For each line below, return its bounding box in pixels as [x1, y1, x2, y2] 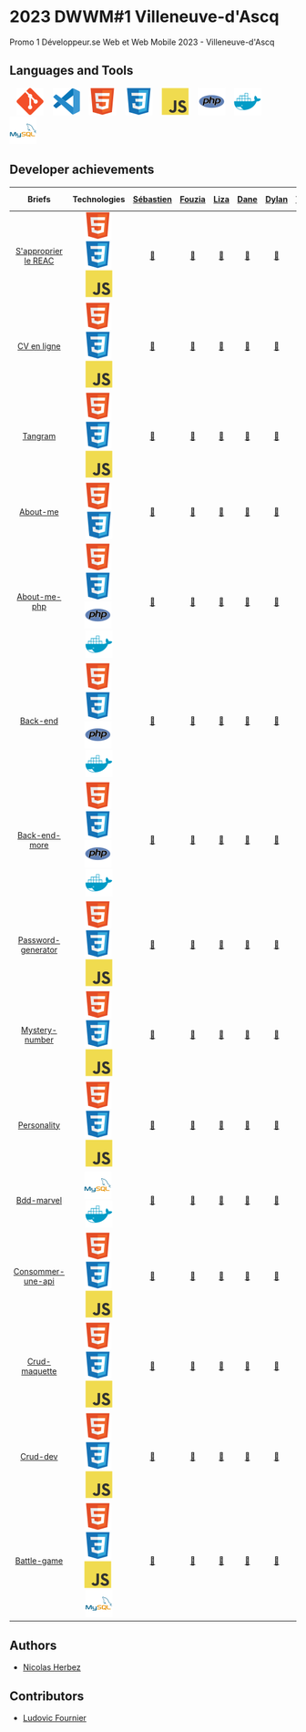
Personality [17, 1119, 61, 1131]
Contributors [9, 1688, 85, 1704]
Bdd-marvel [15, 1195, 62, 1206]
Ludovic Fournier [22, 1712, 87, 1723]
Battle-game [15, 1555, 64, 1566]
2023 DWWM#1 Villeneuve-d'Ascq [9, 6, 280, 27]
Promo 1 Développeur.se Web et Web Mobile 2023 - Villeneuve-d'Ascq [9, 36, 275, 47]
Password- [17, 934, 61, 945]
